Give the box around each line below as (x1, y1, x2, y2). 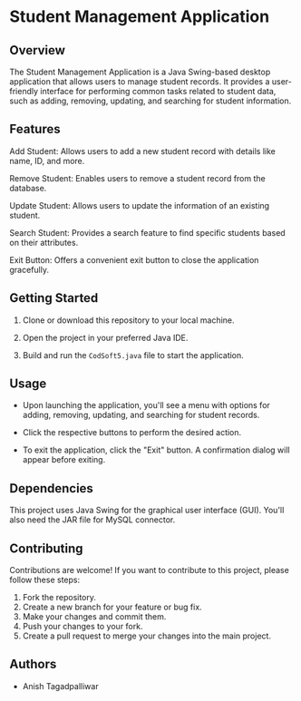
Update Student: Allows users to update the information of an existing (9, 200, 270, 210)
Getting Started (9, 290, 99, 306)
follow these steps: (9, 574, 80, 586)
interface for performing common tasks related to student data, (40, 86, 277, 96)
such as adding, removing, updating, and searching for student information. (9, 95, 292, 106)
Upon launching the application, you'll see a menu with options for (22, 400, 270, 411)
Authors (9, 657, 57, 672)
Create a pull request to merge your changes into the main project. (22, 630, 272, 641)
